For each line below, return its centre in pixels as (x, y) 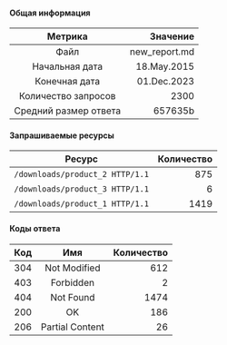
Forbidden (73, 282)
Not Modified (73, 268)
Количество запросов (67, 96)
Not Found (72, 297)
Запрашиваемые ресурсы (62, 135)
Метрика (67, 36)
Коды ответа (35, 228)
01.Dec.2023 (166, 82)
